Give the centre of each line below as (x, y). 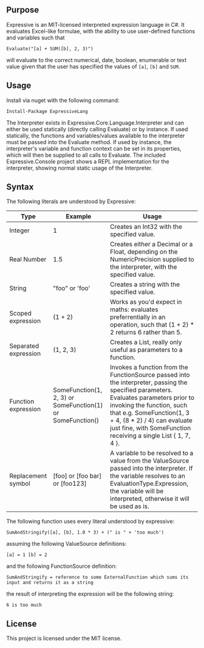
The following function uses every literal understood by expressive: (90, 522)
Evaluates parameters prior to (152, 398)
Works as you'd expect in (146, 302)
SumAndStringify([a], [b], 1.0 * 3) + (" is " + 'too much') (85, 533)
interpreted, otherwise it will (150, 499)
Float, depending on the (144, 252)
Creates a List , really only (146, 342)
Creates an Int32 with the (146, 227)
